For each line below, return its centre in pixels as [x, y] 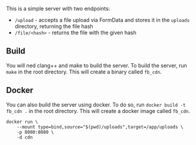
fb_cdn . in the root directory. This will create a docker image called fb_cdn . [98, 111]
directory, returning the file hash [54, 26]
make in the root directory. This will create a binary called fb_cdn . [84, 72]
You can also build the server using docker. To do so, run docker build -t [96, 104]
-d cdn [25, 137]
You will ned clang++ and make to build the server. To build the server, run [97, 65]
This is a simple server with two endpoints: [58, 9]
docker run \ [22, 122]
